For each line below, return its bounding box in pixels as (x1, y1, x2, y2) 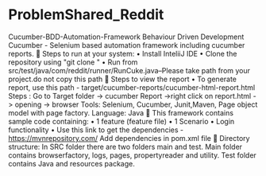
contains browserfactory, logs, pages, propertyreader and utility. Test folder (8, 150, 256, 160)
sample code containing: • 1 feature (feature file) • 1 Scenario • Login (8, 116, 235, 126)
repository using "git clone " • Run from (8, 57, 138, 67)
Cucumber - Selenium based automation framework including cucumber (8, 40, 245, 49)
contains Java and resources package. (8, 158, 135, 168)
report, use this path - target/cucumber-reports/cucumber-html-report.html (8, 82, 256, 92)
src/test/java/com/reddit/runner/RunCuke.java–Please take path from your (8, 65, 251, 75)
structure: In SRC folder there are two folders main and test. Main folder (8, 142, 243, 151)
